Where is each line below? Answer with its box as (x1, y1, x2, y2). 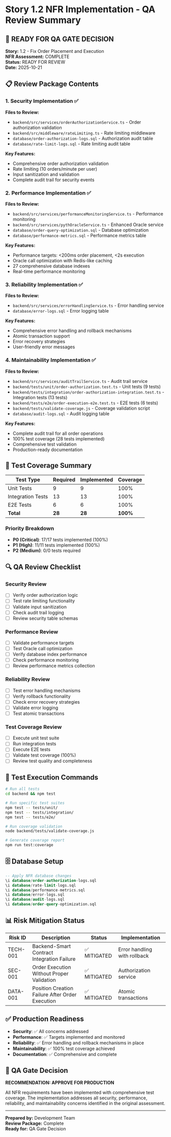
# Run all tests (5, 787, 40, 792)
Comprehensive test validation (12, 441, 77, 447)
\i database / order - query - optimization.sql (5, 902, 97, 907)
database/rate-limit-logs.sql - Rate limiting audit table (12, 141, 131, 147)
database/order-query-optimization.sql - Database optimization (12, 227, 149, 233)
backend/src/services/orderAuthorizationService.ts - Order (12, 119, 141, 125)
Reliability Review (5, 676, 50, 683)
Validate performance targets (12, 640, 74, 646)
